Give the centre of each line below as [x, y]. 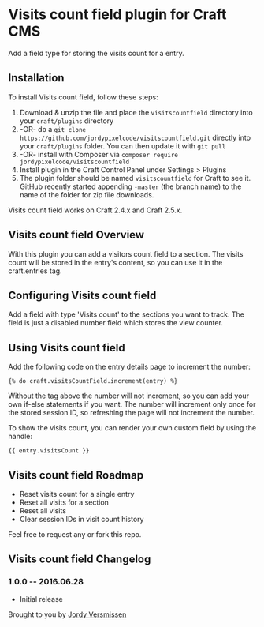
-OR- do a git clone [53, 129]
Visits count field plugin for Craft [117, 15]
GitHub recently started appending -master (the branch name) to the [130, 186]
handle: [20, 437]
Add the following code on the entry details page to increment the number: [129, 367]
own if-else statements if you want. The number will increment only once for [132, 404]
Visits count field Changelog [80, 559]
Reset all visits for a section [64, 502]
